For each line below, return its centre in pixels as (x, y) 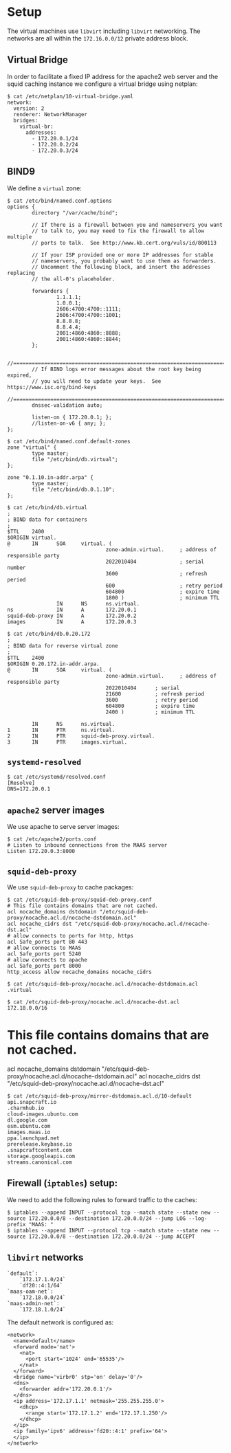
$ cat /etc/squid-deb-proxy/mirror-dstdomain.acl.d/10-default (100, 1096)
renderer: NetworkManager (51, 114)
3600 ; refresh (156, 574)
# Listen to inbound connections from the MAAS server (87, 845)
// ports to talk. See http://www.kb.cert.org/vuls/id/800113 (124, 243)
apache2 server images (56, 810)
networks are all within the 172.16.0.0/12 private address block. (98, 38)
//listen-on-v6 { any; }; (69, 423)
